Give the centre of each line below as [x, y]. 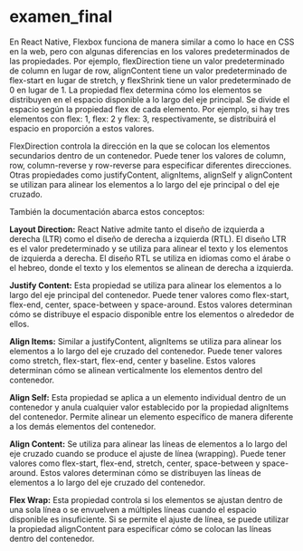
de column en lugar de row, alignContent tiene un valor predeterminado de [148, 71]
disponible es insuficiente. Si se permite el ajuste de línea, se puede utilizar [149, 519]
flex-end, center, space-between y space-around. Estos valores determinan [151, 304]
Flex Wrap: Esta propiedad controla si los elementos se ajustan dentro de [146, 499]
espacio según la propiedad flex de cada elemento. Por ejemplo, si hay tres [150, 109]
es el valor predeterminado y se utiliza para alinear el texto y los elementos [149, 248]
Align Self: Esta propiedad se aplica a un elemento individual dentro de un [148, 397]
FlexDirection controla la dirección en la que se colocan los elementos [140, 146]
